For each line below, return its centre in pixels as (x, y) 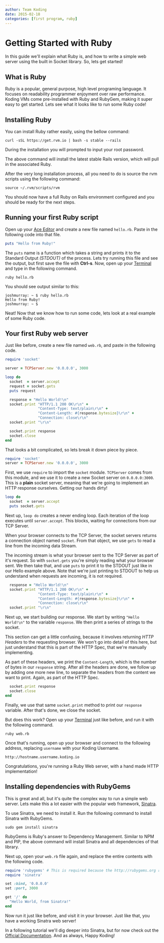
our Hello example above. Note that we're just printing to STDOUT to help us (82, 571)
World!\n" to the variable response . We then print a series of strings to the (79, 622)
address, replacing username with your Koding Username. (62, 748)
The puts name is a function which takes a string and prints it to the (73, 253)
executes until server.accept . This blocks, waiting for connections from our (81, 520)
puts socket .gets (27, 506)
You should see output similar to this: (42, 286)
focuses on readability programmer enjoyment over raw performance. (75, 94)
